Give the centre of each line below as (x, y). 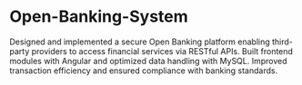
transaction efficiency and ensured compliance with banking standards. (144, 71)
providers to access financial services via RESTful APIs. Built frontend (162, 51)
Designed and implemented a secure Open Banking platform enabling (140, 42)
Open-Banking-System (99, 17)
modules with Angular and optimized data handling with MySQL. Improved (149, 61)
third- (282, 42)
